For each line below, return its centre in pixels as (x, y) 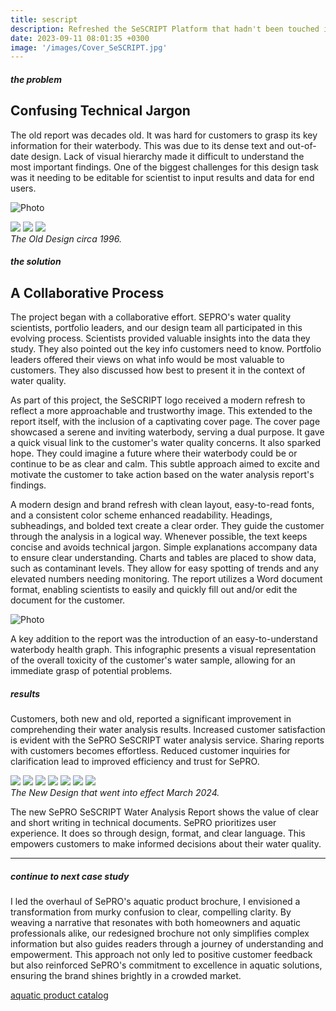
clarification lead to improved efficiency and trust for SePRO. (135, 762)
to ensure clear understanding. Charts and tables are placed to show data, (163, 558)
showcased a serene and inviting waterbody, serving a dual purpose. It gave (167, 432)
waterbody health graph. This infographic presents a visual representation (163, 650)
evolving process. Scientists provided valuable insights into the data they (160, 338)
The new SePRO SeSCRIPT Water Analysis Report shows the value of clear (165, 812)
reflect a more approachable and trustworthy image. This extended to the (161, 411)
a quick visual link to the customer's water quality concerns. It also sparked (166, 443)
